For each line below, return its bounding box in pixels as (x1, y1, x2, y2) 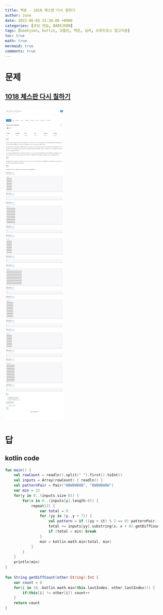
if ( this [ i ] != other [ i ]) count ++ (22, 590, 90, 595)
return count (14, 600, 40, 606)
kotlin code (5, 454, 40, 463)
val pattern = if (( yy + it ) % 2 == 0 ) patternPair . (48, 519, 158, 524)
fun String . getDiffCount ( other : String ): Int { (5, 575, 98, 580)
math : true (5, 39, 27, 44)
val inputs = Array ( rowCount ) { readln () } (14, 478, 103, 483)
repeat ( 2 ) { (31, 503, 55, 508)
